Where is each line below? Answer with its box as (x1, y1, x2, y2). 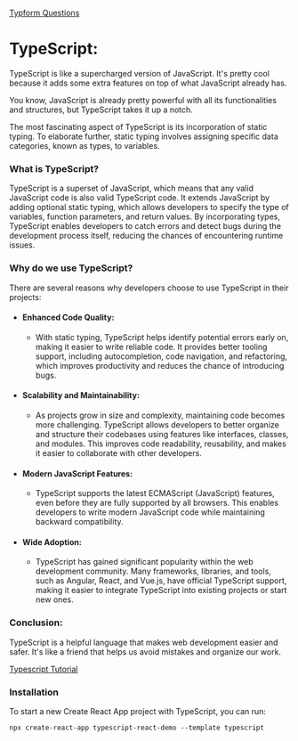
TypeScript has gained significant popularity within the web (35, 557, 254, 567)
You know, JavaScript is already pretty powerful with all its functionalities (9, 94, 278, 105)
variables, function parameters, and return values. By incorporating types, (9, 211, 280, 222)
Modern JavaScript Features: (21, 468, 133, 479)
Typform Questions (9, 8, 80, 18)
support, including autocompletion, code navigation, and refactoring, (35, 351, 287, 362)
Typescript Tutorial (9, 664, 78, 674)
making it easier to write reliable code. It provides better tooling (35, 341, 268, 352)
